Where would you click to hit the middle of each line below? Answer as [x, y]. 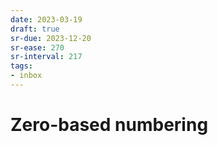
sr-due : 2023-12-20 [51, 38]
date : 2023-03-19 [46, 19]
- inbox [26, 76]
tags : [21, 66]
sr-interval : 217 [46, 57]
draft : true [35, 29]
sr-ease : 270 [37, 47]
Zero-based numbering [109, 125]
